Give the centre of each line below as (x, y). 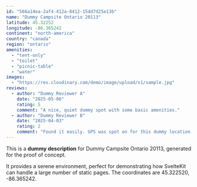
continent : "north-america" (41, 34)
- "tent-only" (29, 55)
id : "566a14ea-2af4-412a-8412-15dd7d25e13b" (61, 11)
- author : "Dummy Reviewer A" (48, 93)
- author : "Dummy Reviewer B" (48, 115)
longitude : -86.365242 (34, 28)
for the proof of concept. (36, 155)
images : (16, 77)
